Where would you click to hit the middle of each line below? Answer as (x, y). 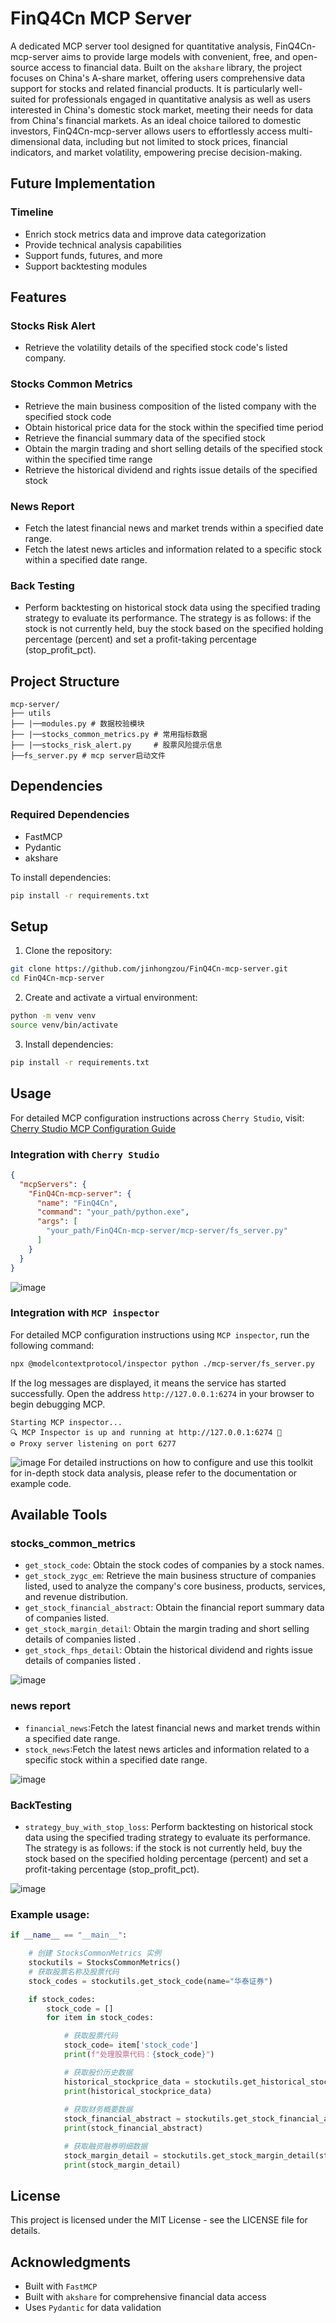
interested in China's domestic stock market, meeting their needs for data (162, 109)
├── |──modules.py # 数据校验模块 (77, 724)
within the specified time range (88, 459)
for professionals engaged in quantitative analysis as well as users (175, 99)
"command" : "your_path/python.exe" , (113, 1212)
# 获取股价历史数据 (98, 2072)
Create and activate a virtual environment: (111, 998)
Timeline (32, 212)
